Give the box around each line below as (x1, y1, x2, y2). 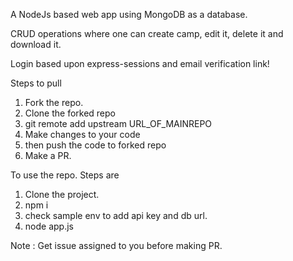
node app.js (24, 220, 74, 232)
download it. (10, 39, 62, 50)
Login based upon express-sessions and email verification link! (10, 58, 270, 69)
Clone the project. (24, 189, 100, 200)
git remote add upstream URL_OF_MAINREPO (24, 118, 213, 129)
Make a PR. (24, 150, 72, 161)
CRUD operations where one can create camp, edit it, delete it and (10, 28, 284, 39)
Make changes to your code (24, 129, 141, 140)
